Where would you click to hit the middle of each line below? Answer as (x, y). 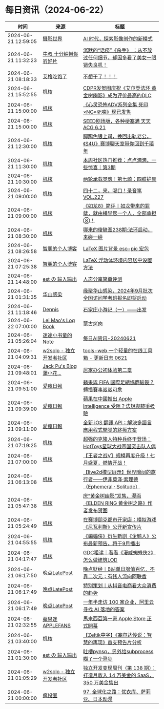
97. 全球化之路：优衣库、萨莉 (117, 691)
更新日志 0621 (111, 358)
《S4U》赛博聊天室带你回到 (113, 144)
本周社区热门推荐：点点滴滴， (117, 160)
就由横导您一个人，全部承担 (124, 213)
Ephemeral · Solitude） (114, 486)
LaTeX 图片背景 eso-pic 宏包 (116, 249)
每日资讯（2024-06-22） (57, 10)
